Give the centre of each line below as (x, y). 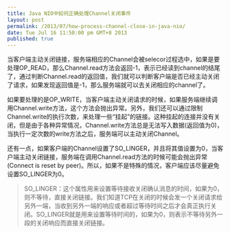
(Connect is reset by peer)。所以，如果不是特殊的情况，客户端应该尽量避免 (113, 166)
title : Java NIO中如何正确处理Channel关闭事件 (69, 13)
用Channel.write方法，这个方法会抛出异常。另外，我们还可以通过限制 (105, 108)
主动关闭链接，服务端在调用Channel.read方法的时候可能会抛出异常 (113, 157)
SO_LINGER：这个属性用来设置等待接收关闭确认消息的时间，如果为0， (123, 188)
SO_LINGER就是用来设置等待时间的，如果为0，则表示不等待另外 (127, 214)
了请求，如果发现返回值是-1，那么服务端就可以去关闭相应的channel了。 (108, 85)
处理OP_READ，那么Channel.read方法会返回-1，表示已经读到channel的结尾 (114, 68)
